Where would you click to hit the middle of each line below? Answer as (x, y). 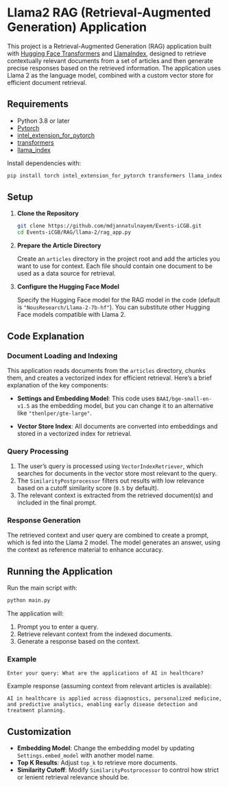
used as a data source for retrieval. (67, 274)
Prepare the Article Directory (59, 245)
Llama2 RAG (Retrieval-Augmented (109, 13)
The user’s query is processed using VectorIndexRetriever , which (110, 466)
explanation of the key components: (58, 385)
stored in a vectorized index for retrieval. (74, 433)
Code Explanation (46, 336)
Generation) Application (77, 27)
